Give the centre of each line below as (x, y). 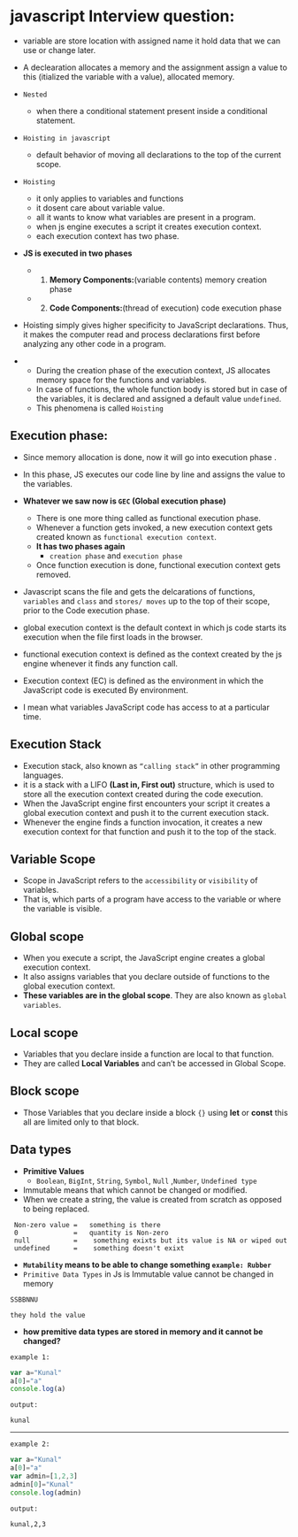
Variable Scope (53, 859)
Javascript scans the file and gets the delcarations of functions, (139, 591)
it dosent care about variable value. (100, 207)
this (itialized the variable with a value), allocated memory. (129, 76)
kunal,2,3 (28, 1524)
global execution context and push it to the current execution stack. (145, 812)
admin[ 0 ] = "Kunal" (42, 1484)
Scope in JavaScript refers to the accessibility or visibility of (140, 880)
